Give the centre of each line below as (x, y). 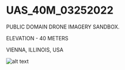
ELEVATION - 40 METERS (37, 38)
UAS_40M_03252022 (60, 10)
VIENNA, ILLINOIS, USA (35, 50)
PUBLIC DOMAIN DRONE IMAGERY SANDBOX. (63, 27)
